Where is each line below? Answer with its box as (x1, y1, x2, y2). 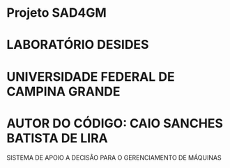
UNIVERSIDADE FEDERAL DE (6, 68, 175, 84)
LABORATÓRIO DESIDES (6, 37, 149, 53)
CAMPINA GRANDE (6, 84, 121, 99)
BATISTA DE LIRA (6, 130, 109, 146)
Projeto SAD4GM (6, 5, 107, 21)
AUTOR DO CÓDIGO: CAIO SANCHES (6, 115, 224, 131)
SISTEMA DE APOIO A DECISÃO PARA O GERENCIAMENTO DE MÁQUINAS (6, 153, 222, 162)
